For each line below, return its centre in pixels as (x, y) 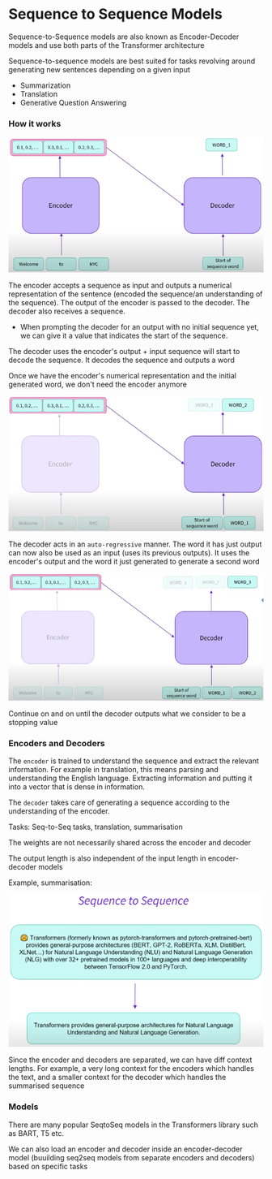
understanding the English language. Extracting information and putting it (130, 778)
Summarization (45, 85)
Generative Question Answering (73, 102)
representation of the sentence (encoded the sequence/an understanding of (136, 294)
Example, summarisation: (51, 883)
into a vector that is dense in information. (77, 786)
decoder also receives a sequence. (67, 311)
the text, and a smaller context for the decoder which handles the (117, 1078)
